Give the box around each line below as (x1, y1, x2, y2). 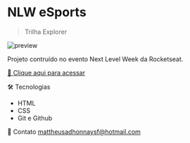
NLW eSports (7, 4, 87, 20)
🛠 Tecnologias (7, 82, 51, 91)
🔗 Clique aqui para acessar (7, 68, 86, 77)
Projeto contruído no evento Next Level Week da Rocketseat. (7, 54, 184, 63)
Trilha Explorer (24, 27, 68, 36)
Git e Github (17, 113, 53, 122)
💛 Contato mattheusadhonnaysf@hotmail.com (7, 128, 141, 136)
